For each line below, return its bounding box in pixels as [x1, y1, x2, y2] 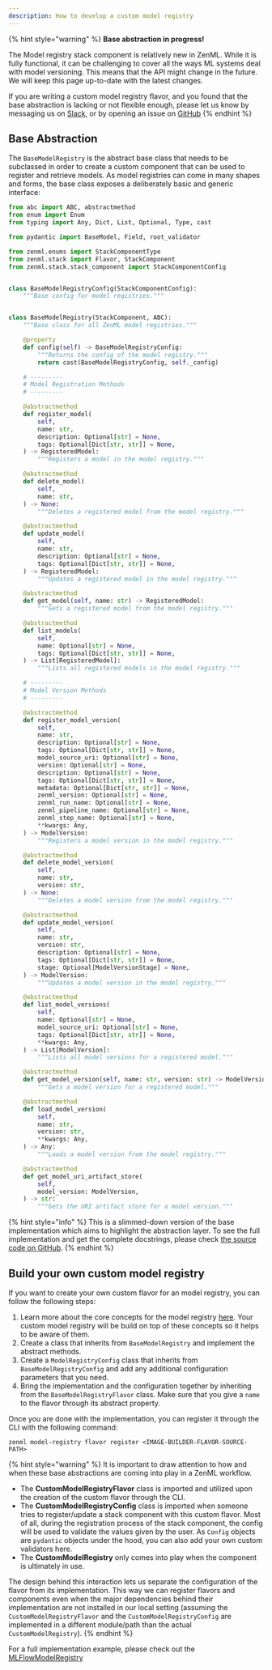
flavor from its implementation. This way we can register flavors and [8, 1586, 236, 1595]
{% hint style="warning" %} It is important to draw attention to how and [8, 1460, 247, 1469]
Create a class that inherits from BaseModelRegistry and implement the [19, 1338, 255, 1348]
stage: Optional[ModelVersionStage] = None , [37, 963, 190, 971]
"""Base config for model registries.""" [23, 292, 164, 300]
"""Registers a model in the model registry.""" [37, 455, 205, 464]
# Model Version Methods [23, 686, 107, 695]
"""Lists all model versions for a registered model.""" [37, 1053, 233, 1061]
